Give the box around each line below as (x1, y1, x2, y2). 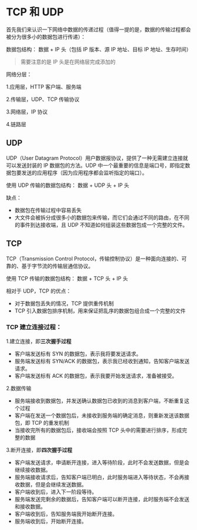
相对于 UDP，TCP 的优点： (6, 287, 72, 294)
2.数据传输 (6, 384, 32, 391)
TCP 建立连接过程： (6, 323, 62, 331)
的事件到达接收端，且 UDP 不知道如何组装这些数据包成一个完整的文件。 (14, 221, 188, 228)
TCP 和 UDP (6, 5, 64, 19)
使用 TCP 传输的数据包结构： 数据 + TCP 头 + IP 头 (6, 274, 128, 282)
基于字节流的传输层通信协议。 (21, 262, 94, 269)
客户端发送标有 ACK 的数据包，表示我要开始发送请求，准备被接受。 (14, 372, 178, 379)
